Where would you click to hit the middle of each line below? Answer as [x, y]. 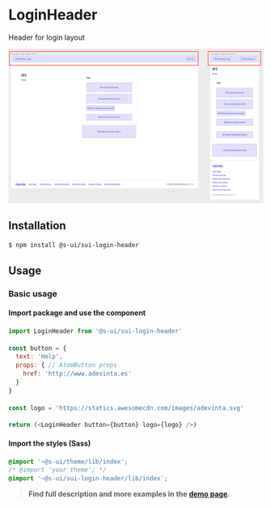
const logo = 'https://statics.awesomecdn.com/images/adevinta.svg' [126, 408]
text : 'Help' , [39, 357]
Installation [37, 226]
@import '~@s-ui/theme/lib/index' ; [68, 462]
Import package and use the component [77, 313]
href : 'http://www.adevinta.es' [77, 374]
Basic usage [33, 293]
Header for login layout [47, 37]
